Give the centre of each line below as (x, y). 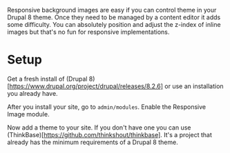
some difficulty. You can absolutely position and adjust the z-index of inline (114, 24)
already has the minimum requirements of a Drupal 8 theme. (93, 142)
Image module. (28, 114)
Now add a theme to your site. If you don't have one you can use (99, 127)
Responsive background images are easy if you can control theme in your (112, 10)
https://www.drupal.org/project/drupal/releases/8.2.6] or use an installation (116, 86)
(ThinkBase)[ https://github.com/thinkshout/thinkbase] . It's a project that (110, 134)
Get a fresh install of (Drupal (47, 79)
